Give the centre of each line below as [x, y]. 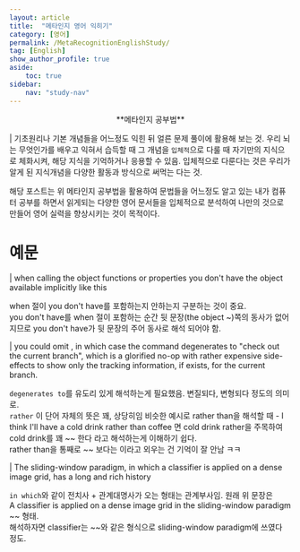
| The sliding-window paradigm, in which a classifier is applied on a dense [146, 468]
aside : [21, 68]
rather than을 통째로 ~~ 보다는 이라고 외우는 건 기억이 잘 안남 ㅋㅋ [125, 450]
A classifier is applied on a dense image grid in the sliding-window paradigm [150, 505]
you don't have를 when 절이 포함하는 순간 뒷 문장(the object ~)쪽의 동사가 [141, 317]
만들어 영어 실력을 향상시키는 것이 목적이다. [85, 213]
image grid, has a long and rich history [80, 477]
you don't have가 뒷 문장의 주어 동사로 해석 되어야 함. [127, 329]
